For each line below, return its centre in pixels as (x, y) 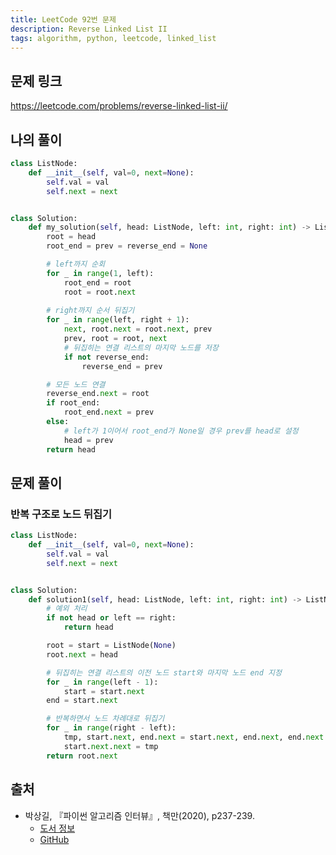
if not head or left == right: (111, 618)
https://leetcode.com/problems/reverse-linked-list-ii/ (119, 106)
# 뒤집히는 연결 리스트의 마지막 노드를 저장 (141, 347)
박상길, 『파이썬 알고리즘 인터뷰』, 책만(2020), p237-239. (139, 815)
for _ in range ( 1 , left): (100, 273)
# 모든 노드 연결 (76, 384)
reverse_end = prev (122, 366)
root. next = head (82, 654)
